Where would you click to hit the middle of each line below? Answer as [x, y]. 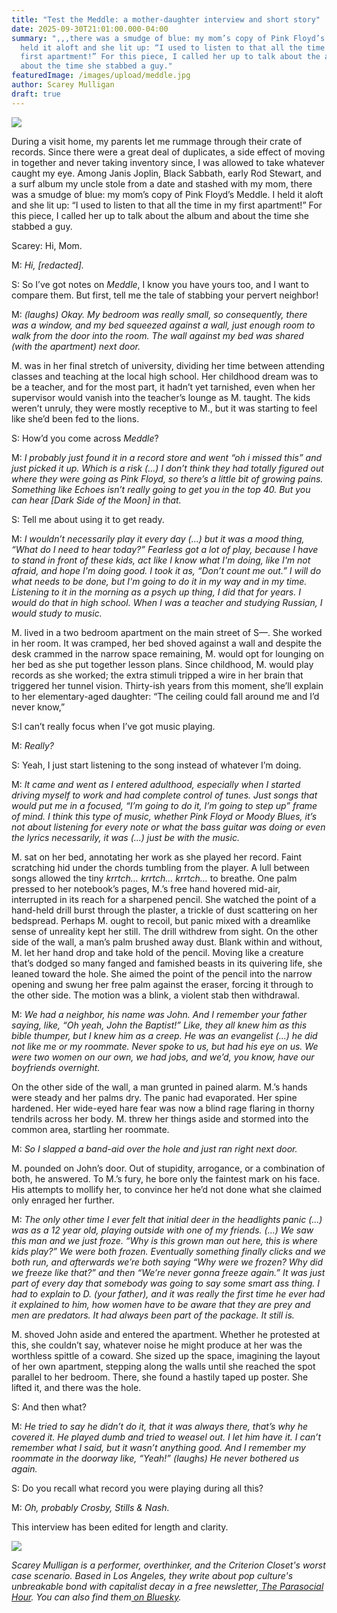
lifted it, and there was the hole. [76, 1387]
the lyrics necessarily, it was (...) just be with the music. [125, 837]
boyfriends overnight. [56, 1067]
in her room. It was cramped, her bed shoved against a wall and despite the [167, 643]
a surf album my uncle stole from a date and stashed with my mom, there [162, 183]
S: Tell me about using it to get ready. [88, 519]
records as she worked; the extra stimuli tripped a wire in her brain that [157, 675]
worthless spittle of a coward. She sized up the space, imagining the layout [166, 1355]
